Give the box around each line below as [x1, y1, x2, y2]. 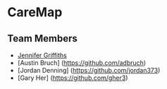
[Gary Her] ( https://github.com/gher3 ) [17, 73, 128, 82]
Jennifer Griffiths [17, 51, 67, 59]
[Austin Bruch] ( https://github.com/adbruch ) [17, 59, 147, 67]
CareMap [7, 4, 63, 20]
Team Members [7, 32, 78, 44]
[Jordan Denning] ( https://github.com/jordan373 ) [17, 66, 161, 74]
